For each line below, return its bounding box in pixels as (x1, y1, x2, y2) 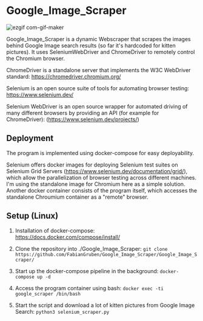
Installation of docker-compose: (15, 227, 95, 234)
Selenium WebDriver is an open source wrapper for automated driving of (6, 102, 188, 110)
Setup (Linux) (6, 211, 59, 221)
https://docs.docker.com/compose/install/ (15, 233, 120, 240)
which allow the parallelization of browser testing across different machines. (6, 174, 197, 181)
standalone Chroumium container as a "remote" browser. (6, 193, 148, 200)
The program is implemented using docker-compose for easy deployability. (6, 149, 195, 156)
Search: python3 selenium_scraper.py (15, 308, 110, 315)
